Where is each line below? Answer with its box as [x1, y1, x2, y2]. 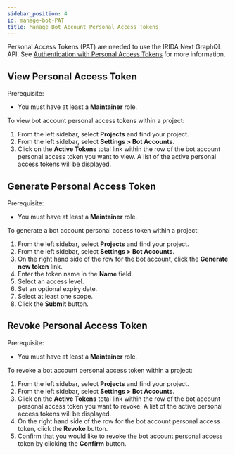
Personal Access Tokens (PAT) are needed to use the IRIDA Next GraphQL [7, 43, 222, 51]
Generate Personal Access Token [7, 180, 156, 192]
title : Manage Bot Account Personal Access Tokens [7, 23, 159, 30]
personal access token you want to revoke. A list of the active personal [17, 402, 223, 410]
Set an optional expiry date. [17, 285, 98, 293]
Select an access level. [17, 277, 84, 286]
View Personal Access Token [7, 70, 137, 82]
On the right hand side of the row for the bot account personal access [17, 416, 220, 425]
